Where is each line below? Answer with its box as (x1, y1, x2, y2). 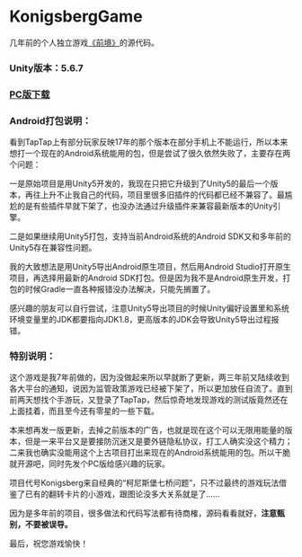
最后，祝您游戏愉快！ (9, 538, 88, 549)
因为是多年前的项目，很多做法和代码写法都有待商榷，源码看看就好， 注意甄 (9, 508, 285, 518)
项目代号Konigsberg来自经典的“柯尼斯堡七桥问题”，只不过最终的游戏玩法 (9, 478, 280, 489)
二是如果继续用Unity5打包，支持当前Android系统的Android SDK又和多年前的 (9, 231, 292, 242)
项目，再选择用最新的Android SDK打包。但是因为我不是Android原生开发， (9, 272, 283, 284)
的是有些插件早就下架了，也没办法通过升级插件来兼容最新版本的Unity (16, 200, 273, 212)
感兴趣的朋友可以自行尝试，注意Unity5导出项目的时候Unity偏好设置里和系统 (9, 303, 289, 314)
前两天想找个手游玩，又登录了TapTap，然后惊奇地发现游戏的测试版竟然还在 (9, 394, 289, 405)
